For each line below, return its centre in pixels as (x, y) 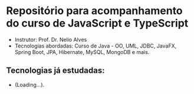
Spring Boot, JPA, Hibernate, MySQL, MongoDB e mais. (82, 52)
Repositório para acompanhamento (94, 11)
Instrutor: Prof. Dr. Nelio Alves (51, 39)
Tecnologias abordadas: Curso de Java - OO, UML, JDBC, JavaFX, (96, 46)
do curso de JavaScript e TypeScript (97, 23)
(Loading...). (29, 85)
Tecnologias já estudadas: (55, 71)
